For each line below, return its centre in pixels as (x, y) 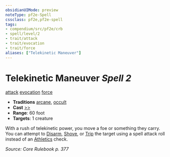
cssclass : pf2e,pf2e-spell (34, 19)
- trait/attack (22, 39)
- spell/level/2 (23, 34)
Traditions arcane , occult (39, 102)
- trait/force (20, 48)
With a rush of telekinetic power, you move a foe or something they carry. (83, 128)
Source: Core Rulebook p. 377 (37, 149)
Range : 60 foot (29, 113)
